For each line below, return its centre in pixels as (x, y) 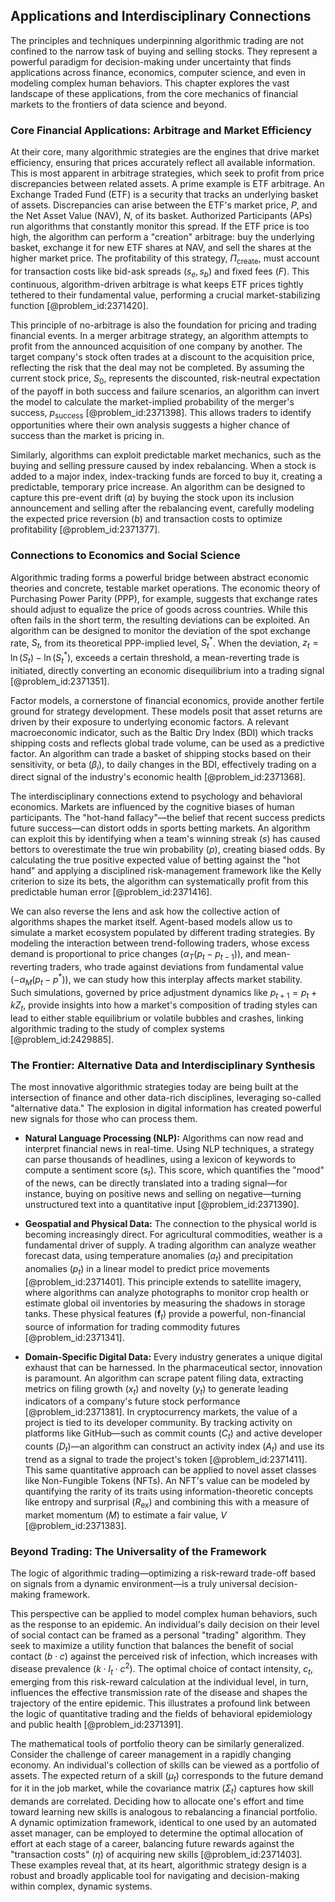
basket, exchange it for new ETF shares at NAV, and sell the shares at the (161, 248)
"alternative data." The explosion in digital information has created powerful (166, 1108)
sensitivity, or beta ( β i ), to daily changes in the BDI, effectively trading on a (163, 765)
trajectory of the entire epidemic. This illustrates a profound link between (160, 1703)
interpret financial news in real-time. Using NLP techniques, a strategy (169, 1149)
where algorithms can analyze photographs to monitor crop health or (167, 1292)
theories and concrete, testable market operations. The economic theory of (165, 588)
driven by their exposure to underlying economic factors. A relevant (150, 721)
